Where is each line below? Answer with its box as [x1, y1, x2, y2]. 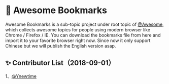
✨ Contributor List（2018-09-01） [5, 59, 115, 67]
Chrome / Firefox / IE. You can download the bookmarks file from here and [5, 32, 161, 38]
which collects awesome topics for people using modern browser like [5, 26, 151, 32]
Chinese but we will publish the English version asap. [5, 43, 116, 49]
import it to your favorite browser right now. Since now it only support [5, 37, 151, 44]
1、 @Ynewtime [5, 73, 37, 79]
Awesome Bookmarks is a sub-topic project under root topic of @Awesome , [5, 21, 164, 27]
